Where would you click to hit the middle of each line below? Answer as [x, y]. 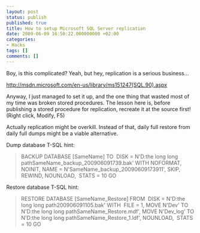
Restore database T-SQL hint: [43, 187]
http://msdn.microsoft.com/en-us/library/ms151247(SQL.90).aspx [87, 85]
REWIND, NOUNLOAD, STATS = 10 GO [69, 175]
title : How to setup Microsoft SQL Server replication [76, 28]
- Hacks [16, 45]
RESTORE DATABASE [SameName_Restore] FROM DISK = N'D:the [103, 198]
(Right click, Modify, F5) [36, 115]
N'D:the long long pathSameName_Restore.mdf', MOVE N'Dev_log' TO [107, 211]
